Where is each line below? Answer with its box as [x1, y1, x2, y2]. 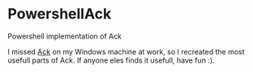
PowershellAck [7, 5, 112, 23]
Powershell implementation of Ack [7, 31, 122, 41]
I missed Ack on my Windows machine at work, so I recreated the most [7, 47, 245, 56]
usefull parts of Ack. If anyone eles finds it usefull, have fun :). [7, 55, 216, 65]
